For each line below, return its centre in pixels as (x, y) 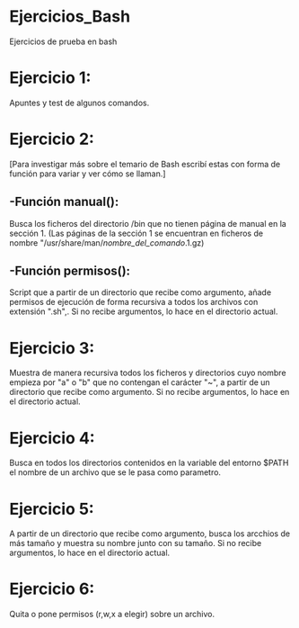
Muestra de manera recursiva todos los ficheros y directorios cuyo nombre (148, 373)
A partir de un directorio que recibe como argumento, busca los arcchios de (149, 534)
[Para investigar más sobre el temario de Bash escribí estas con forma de (145, 164)
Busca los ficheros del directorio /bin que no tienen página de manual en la (148, 223)
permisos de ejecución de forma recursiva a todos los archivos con (134, 302)
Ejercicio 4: (53, 438)
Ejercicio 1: (50, 78)
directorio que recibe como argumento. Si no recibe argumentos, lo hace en (149, 392)
